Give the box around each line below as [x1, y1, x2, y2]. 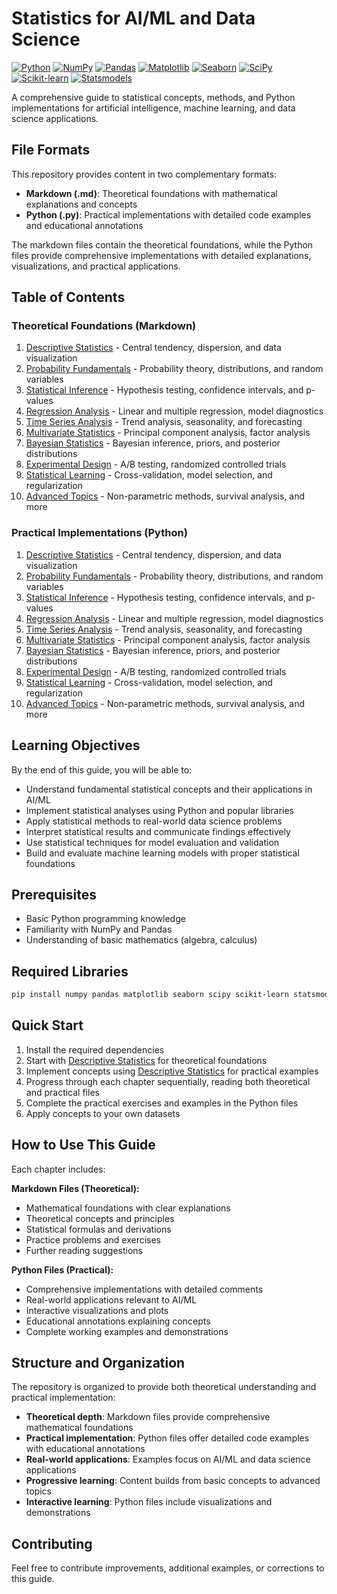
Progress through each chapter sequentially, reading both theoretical [25, 1075, 311, 1087]
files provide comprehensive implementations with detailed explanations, [11, 249, 312, 261]
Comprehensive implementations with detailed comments [25, 1283, 264, 1295]
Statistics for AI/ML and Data [11, 7, 256, 30]
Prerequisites [11, 886, 97, 903]
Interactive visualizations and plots [25, 1304, 169, 1316]
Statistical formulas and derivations [25, 1223, 172, 1235]
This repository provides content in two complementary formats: [11, 168, 278, 180]
